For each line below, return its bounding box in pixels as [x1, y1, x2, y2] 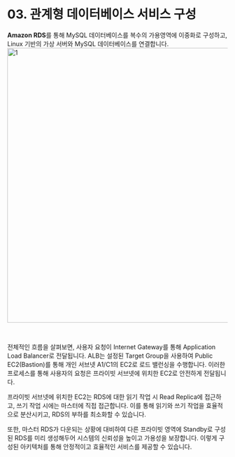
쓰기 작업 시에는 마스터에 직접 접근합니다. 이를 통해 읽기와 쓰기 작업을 [16, 401, 205, 409]
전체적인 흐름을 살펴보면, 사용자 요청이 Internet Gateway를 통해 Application [7, 342, 216, 351]
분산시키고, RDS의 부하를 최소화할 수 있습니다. [20, 410, 147, 419]
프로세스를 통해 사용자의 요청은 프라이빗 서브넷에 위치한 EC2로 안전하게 [7, 369, 203, 377]
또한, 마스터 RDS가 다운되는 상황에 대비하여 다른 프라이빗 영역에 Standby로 [7, 425, 213, 433]
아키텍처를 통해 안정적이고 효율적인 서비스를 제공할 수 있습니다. [20, 442, 192, 451]
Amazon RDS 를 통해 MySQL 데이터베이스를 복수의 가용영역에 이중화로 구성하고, [7, 31, 227, 39]
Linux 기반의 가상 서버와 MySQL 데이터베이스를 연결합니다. [7, 39, 169, 48]
